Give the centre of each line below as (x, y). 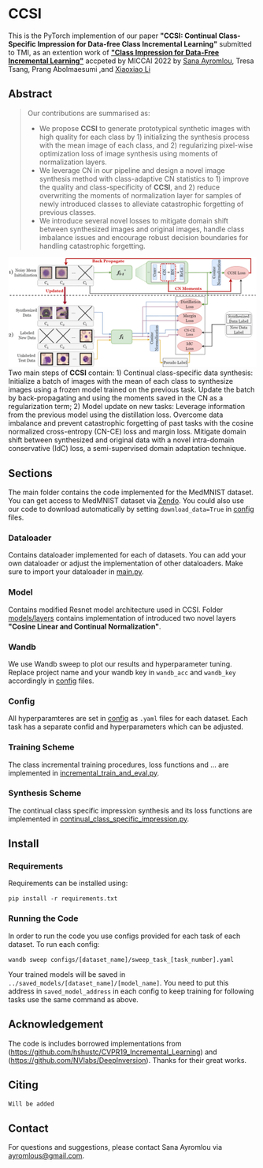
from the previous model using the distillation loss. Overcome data (116, 415)
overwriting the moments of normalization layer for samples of (140, 195)
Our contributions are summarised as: (89, 113)
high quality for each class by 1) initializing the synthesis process (144, 137)
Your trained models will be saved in (67, 974)
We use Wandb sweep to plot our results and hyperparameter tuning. (120, 663)
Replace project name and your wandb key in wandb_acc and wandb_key (122, 672)
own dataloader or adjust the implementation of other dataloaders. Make (126, 563)
